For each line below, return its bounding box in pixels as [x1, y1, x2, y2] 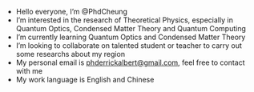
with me [15, 66, 42, 75]
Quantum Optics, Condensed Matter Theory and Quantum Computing [15, 24, 246, 33]
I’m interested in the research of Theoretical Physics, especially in [15, 15, 234, 25]
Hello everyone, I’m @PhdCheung [15, 7, 128, 16]
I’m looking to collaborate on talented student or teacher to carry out [15, 41, 243, 50]
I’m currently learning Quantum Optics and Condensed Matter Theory [15, 32, 246, 42]
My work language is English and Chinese [15, 75, 155, 84]
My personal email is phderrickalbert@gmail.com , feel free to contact [15, 58, 246, 67]
